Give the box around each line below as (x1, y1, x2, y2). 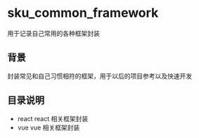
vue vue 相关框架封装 (17, 123, 80, 132)
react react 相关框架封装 (17, 114, 89, 123)
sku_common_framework (7, 5, 159, 21)
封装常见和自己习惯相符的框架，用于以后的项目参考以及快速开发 (7, 72, 192, 80)
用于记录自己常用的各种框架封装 (7, 29, 100, 37)
